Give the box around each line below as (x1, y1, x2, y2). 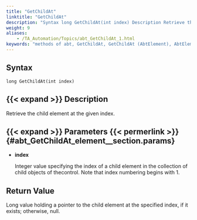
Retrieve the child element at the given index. (6, 109, 116, 117)
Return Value (6, 185, 55, 196)
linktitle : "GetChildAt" (6, 14, 67, 20)
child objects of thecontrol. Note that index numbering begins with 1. (14, 169, 180, 176)
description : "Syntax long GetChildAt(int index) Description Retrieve (6, 19, 185, 25)
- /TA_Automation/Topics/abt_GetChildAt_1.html (16, 36, 135, 42)
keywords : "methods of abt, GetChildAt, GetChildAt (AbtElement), (6, 42, 172, 47)
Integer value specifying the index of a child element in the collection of (14, 163, 188, 170)
